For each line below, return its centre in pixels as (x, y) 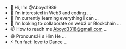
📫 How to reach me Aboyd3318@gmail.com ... (59, 29)
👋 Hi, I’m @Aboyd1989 (33, 8)
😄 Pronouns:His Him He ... (38, 36)
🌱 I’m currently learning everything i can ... (54, 18)
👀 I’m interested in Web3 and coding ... (50, 13)
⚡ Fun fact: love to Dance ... (39, 42)
